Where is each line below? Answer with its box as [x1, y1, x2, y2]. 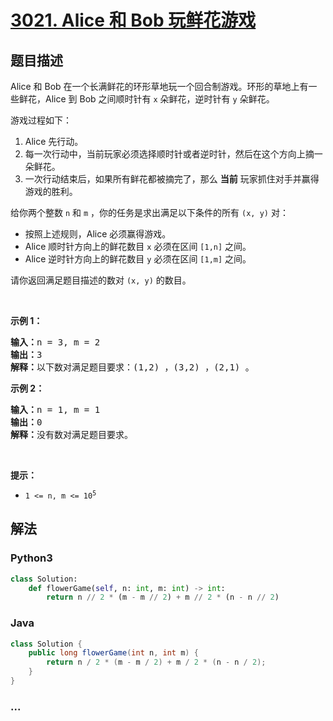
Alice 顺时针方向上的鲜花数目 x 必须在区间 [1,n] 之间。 [24, 241, 252, 252]
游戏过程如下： [10, 114, 72, 126]
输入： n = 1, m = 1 [10, 404, 101, 415]
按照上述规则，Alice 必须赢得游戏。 [24, 228, 172, 240]
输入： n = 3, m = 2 [10, 337, 101, 348]
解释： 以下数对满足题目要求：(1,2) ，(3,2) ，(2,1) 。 [10, 362, 255, 373]
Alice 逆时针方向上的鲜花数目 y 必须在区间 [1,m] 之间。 [24, 253, 252, 265]
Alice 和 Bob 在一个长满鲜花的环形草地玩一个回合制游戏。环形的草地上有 [10, 81, 309, 92]
